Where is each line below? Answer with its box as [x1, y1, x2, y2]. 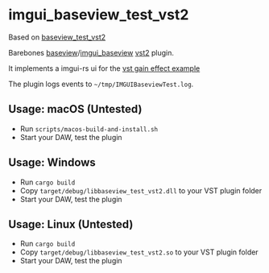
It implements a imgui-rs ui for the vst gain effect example [8, 63, 201, 73]
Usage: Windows [8, 155, 97, 170]
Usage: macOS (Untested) [8, 102, 143, 116]
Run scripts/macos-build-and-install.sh [19, 123, 159, 134]
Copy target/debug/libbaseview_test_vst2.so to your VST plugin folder [19, 247, 259, 257]
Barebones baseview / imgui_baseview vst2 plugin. [8, 48, 175, 57]
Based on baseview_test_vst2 [8, 32, 106, 42]
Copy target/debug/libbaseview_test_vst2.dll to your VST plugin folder [19, 185, 263, 195]
